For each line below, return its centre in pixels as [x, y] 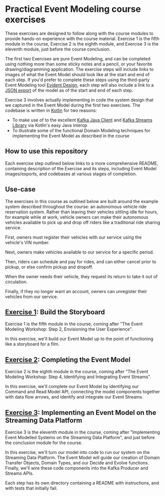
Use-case [20, 189]
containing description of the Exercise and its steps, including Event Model [81, 168]
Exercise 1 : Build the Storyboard [55, 312]
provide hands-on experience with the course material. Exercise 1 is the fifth [82, 39]
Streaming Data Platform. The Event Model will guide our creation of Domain [82, 457]
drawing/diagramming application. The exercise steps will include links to [80, 69]
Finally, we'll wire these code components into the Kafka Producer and [77, 468]
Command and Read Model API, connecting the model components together [82, 392]
